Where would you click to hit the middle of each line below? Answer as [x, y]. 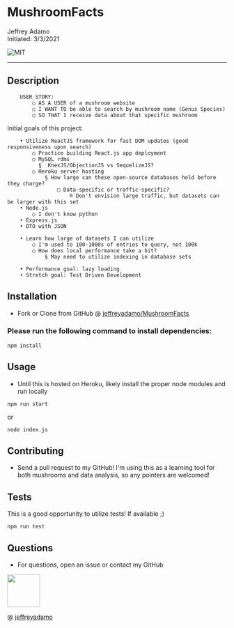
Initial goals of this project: [45, 128]
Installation [32, 297]
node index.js [28, 429]
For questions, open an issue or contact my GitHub [90, 565]
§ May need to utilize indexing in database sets [118, 256]
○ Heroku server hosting [68, 171]
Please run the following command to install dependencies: [110, 331]
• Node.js [34, 208]
